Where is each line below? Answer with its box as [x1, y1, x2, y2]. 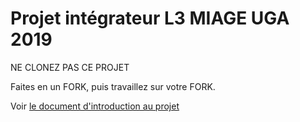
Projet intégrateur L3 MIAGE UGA [10, 7, 290, 30]
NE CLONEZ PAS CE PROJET [10, 61, 130, 73]
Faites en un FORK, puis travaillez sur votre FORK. [10, 80, 216, 92]
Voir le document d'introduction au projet [10, 100, 180, 112]
